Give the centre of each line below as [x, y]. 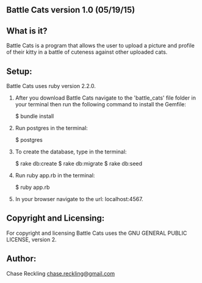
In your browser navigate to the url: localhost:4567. [79, 199]
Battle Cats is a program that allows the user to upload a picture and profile [101, 46]
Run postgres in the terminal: [52, 128]
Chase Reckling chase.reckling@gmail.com [61, 273]
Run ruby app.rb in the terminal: [55, 175]
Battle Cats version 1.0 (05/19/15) [71, 10]
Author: [21, 259]
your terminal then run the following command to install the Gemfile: [100, 105]
